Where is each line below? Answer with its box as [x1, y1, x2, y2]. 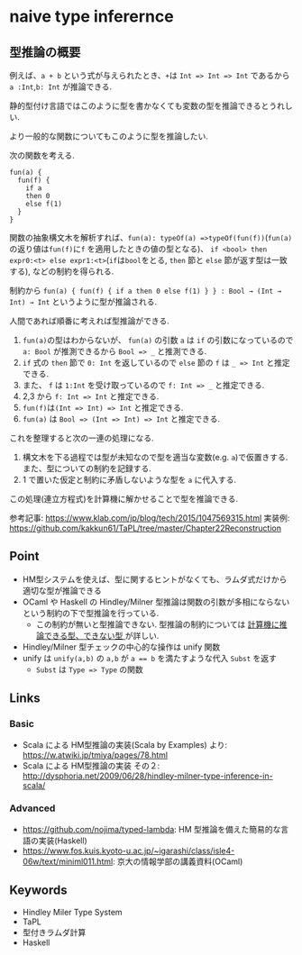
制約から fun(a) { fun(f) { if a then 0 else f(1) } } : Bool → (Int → [9, 286, 282, 296]
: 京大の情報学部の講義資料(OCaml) [112, 856, 243, 867]
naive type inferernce [9, 6, 174, 27]
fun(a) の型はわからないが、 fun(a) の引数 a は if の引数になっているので [22, 335, 294, 345]
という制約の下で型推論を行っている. [22, 607, 160, 618]
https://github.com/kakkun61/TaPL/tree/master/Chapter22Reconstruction [9, 523, 282, 533]
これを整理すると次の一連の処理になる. [9, 432, 155, 443]
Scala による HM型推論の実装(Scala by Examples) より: [22, 739, 228, 750]
